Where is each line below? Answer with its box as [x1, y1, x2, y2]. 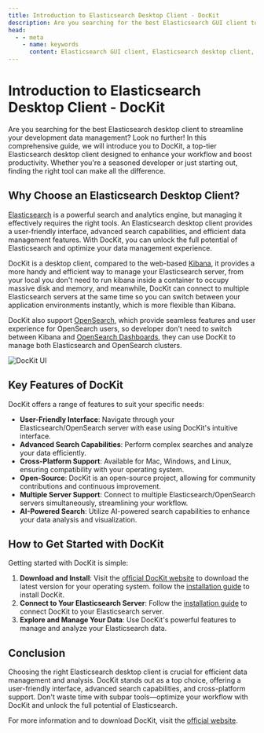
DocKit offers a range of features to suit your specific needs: [8, 399, 204, 409]
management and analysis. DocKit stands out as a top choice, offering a [8, 676, 241, 685]
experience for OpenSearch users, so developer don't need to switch [8, 324, 232, 333]
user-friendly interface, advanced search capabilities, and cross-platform [8, 684, 246, 694]
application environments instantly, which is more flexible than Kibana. [8, 300, 236, 310]
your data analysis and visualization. [19, 515, 137, 524]
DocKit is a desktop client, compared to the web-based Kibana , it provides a [8, 258, 255, 268]
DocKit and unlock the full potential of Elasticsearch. [8, 701, 178, 710]
